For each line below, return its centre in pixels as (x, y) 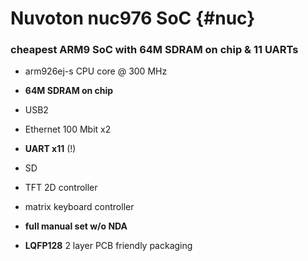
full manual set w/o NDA (76, 226)
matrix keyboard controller (79, 207)
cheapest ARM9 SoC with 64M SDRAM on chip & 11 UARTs (154, 50)
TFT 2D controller (61, 188)
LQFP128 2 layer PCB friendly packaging (108, 246)
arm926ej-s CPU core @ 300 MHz (96, 71)
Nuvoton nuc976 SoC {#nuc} (133, 18)
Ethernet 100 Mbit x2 (68, 129)
